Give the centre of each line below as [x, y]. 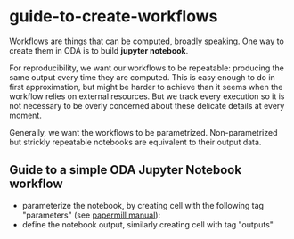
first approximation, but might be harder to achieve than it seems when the [146, 87]
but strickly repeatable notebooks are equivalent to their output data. [135, 142]
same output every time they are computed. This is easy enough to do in [143, 77]
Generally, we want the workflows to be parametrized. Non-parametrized [143, 132]
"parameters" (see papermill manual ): [91, 215]
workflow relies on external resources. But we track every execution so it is [147, 96]
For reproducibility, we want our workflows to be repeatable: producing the [147, 68]
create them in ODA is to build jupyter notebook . [99, 50]
